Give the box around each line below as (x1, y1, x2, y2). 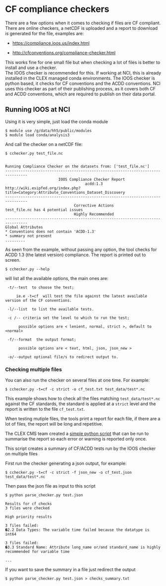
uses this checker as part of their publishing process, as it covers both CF (5, 85, 156, 91)
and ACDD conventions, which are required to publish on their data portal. (5, 91, 156, 97)
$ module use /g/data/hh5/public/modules (5, 128, 92, 133)
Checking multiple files (5, 366, 62, 373)
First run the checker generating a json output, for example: (5, 460, 127, 466)
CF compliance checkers (5, 3, 110, 15)
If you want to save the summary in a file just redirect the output (5, 567, 136, 573)
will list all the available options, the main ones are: (5, 275, 109, 281)
